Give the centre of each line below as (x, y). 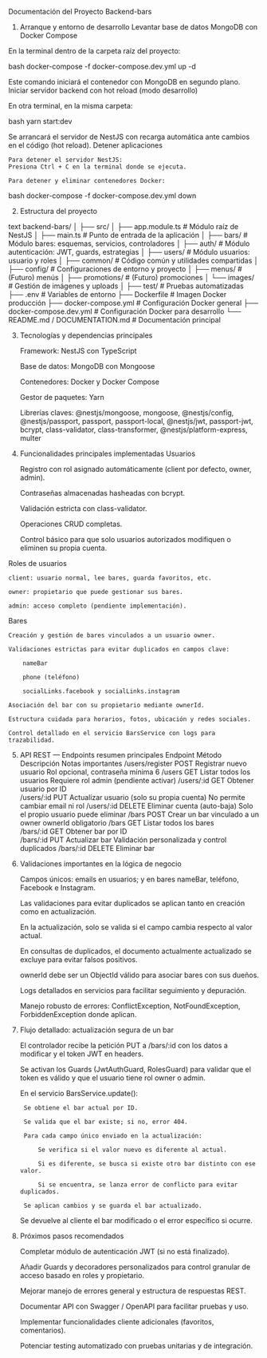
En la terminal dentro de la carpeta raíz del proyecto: (94, 51)
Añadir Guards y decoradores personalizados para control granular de (135, 1267)
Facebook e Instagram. (57, 888)
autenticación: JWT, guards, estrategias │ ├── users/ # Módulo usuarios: (129, 252)
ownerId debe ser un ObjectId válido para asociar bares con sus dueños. (139, 975)
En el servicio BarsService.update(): (79, 1093)
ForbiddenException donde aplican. (78, 1014)
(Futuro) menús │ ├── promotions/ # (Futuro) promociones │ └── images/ (132, 277)
